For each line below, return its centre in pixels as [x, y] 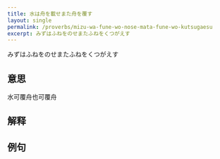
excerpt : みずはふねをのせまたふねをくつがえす [69, 33]
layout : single [30, 20]
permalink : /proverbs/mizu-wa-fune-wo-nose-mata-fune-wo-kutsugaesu [110, 27]
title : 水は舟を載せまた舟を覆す [50, 14]
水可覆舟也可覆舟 [32, 97]
